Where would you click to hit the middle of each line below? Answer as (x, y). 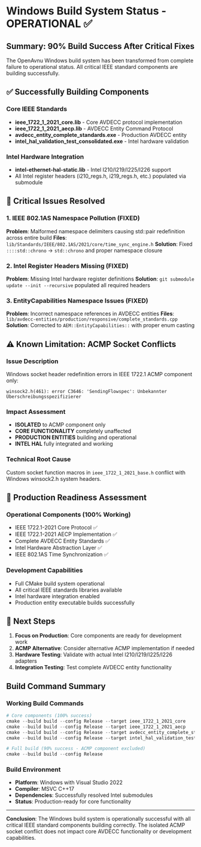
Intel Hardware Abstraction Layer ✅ (59, 548)
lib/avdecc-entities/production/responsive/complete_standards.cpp (92, 319)
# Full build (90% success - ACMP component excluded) (76, 749)
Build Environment (33, 770)
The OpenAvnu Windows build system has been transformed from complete (100, 60)
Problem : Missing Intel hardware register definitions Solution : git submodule (100, 279)
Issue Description (32, 361)
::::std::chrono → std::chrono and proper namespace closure (84, 250)
